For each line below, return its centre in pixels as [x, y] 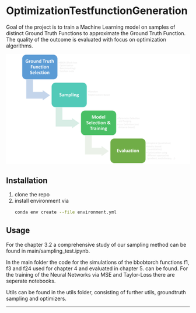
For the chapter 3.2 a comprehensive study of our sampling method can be [96, 244]
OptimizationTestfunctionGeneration [97, 11]
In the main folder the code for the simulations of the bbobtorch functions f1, [98, 262]
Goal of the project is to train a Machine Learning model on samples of [91, 27]
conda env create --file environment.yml [65, 212]
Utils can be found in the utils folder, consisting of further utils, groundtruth [96, 292]
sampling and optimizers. [36, 298]
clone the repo [32, 194]
